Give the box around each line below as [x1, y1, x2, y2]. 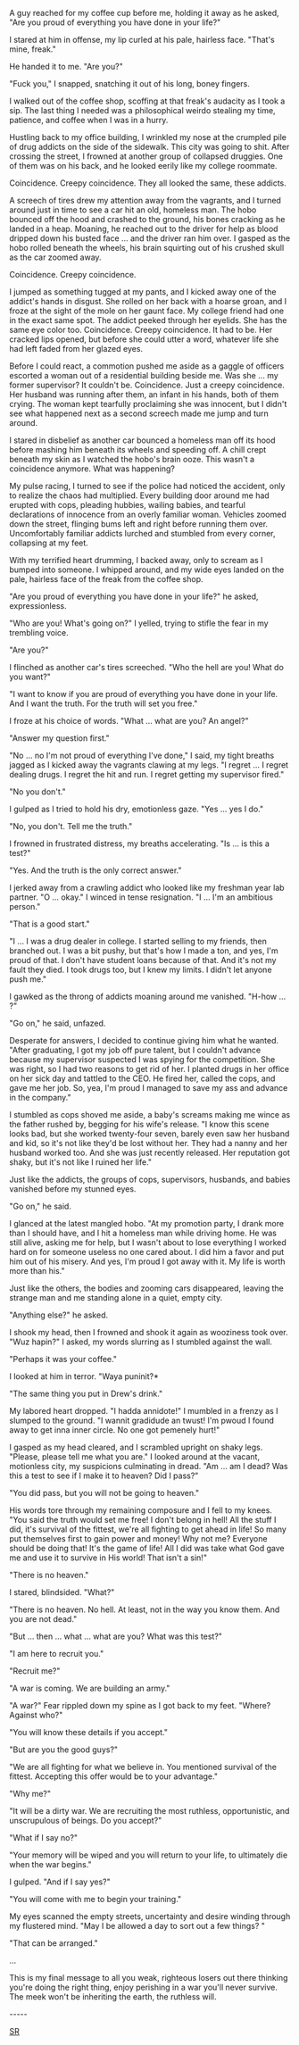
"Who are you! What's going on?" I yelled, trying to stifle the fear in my [9, 618, 270, 628]
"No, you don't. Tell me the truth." [9, 821, 133, 831]
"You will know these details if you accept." [9, 1727, 168, 1737]
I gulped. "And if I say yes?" [9, 1876, 111, 1887]
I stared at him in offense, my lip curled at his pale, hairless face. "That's [9, 35, 275, 45]
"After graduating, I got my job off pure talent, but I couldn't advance [9, 1044, 262, 1055]
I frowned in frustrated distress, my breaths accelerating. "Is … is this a [9, 838, 270, 849]
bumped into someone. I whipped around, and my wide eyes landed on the [9, 564, 285, 575]
